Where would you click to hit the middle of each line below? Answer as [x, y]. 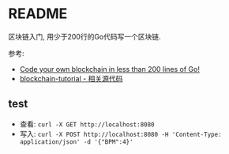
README [38, 14]
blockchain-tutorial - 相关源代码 [71, 78]
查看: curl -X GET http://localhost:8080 [87, 124]
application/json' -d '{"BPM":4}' [76, 142]
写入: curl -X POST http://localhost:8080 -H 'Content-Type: [121, 133]
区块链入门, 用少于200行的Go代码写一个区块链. [85, 36]
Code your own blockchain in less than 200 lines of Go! [109, 69]
